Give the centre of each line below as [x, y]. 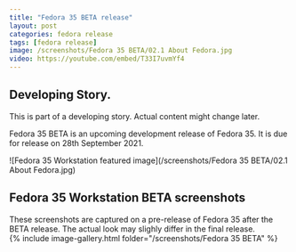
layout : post [33, 26]
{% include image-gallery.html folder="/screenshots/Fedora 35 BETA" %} [144, 238]
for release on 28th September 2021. [76, 142]
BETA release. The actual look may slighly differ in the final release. [132, 229]
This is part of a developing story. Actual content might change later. [135, 116]
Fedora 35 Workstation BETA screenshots [128, 198]
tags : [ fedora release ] [53, 42]
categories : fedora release [61, 34]
